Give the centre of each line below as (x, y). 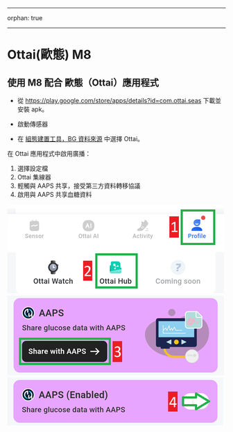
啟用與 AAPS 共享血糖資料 (54, 194)
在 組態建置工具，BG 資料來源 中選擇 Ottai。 (80, 139)
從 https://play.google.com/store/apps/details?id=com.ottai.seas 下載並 (119, 101)
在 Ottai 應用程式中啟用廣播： (49, 153)
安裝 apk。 (33, 109)
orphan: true (25, 18)
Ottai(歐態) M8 (49, 55)
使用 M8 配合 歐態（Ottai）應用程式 (83, 82)
